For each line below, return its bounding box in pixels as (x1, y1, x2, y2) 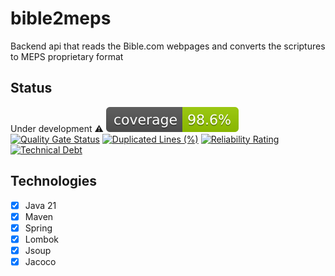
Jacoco (24, 255, 57, 267)
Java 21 (24, 199, 57, 211)
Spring (24, 222, 53, 234)
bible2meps (10, 7, 112, 30)
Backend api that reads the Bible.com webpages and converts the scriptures (10, 40, 326, 52)
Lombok (24, 233, 60, 245)
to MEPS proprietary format (10, 50, 124, 62)
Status (10, 80, 53, 97)
